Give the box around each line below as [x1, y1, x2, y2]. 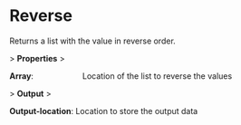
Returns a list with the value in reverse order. [9, 35, 177, 46]
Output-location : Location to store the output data [9, 105, 198, 116]
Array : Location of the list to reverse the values [9, 70, 233, 82]
